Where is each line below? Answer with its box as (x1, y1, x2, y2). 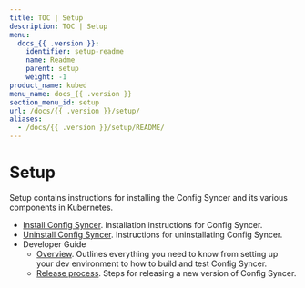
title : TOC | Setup (9, 13, 84, 23)
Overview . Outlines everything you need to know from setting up (36, 248, 279, 259)
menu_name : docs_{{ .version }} (9, 89, 132, 98)
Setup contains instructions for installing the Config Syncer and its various (9, 192, 289, 203)
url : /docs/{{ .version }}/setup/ (9, 106, 141, 115)
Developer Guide (22, 238, 86, 250)
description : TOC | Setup (9, 22, 107, 31)
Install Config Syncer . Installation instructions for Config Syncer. (22, 219, 263, 230)
